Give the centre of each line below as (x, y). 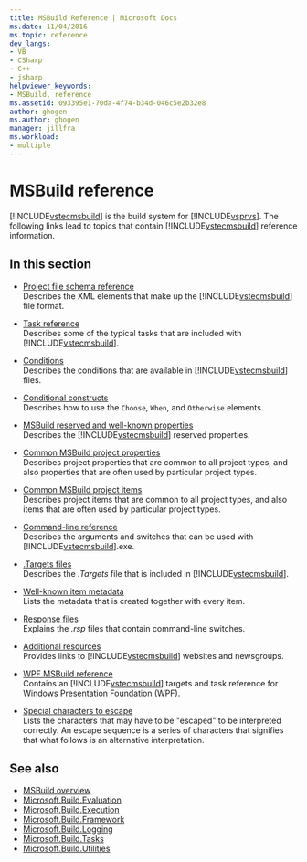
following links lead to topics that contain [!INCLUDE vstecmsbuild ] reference (153, 226)
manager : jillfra (42, 129)
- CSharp (26, 60)
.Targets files (47, 564)
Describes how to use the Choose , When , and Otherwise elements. (143, 407)
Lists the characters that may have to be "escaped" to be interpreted (152, 720)
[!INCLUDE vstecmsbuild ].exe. (79, 546)
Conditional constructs (65, 398)
